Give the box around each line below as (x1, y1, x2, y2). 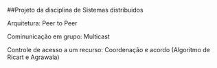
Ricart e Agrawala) (7, 53, 60, 61)
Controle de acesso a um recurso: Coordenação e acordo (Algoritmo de (7, 46, 211, 54)
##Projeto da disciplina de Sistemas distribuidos (7, 6, 144, 14)
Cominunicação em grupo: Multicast (7, 32, 110, 41)
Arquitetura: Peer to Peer (7, 19, 78, 27)
